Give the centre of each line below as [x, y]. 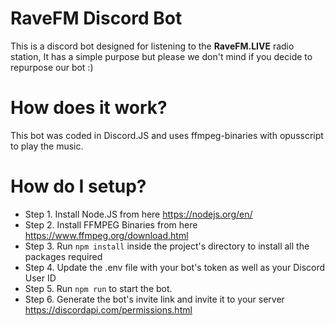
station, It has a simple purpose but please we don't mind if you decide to [161, 56]
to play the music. [47, 146]
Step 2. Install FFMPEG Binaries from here [111, 224]
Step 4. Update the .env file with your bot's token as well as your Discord [175, 267]
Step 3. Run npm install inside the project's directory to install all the [167, 246]
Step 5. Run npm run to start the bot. [98, 288]
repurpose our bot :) [52, 67]
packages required [63, 256]
